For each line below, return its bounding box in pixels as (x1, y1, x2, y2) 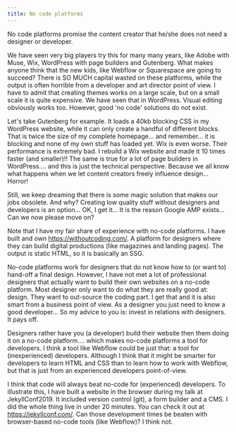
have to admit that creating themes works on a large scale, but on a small (7, 88, 220, 97)
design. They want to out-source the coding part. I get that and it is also (7, 292, 216, 301)
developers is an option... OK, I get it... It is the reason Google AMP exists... (7, 205, 225, 214)
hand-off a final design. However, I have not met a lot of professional (7, 270, 206, 278)
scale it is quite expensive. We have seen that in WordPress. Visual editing (7, 96, 223, 104)
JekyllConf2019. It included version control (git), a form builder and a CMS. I (7, 395, 228, 403)
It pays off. (7, 315, 39, 323)
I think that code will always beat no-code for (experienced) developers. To (7, 380, 225, 388)
